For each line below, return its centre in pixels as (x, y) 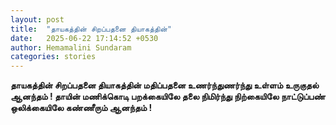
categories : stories (53, 57)
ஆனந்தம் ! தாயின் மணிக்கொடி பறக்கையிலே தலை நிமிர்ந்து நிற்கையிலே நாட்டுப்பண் (168, 97)
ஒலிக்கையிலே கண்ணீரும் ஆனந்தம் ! (81, 108)
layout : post (37, 19)
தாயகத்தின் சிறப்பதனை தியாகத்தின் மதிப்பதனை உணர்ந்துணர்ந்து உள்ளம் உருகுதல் (165, 85)
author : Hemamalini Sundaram (71, 47)
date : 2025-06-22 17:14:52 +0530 (84, 38)
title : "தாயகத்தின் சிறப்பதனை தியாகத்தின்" (91, 29)
